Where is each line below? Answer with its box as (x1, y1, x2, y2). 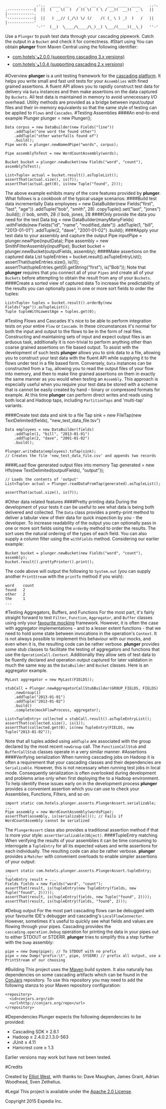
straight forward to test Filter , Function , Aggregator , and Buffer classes (5, 615, 153, 620)
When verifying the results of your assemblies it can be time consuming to (5, 837, 157, 843)
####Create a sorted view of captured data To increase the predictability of (5, 280, 160, 286)
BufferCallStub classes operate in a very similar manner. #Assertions (5, 749, 147, 755)
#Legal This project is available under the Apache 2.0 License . (5, 1089, 132, 1094)
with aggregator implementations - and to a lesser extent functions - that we (5, 625, 161, 631)
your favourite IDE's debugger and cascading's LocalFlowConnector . (5, 913, 144, 919)
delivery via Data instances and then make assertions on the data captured (5, 89, 158, 95)
